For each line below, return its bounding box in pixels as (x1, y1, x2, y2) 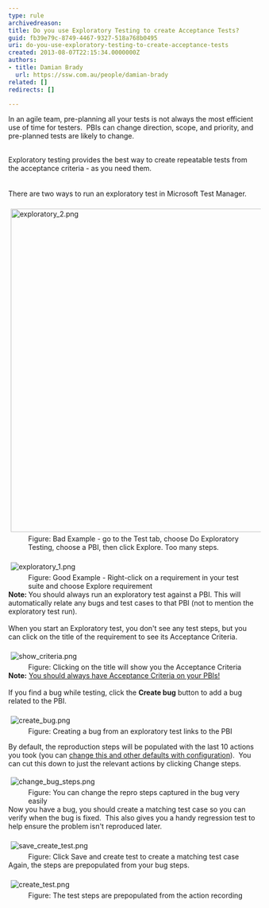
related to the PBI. (8, 696, 67, 706)
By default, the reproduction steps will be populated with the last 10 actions (8, 742, 254, 752)
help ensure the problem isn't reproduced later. (8, 821, 163, 832)
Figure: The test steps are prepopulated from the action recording (28, 890, 244, 900)
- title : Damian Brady (8, 64, 83, 72)
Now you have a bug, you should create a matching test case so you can (8, 805, 246, 814)
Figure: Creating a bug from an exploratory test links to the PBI (28, 727, 232, 736)
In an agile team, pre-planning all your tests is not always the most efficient (8, 115, 254, 124)
